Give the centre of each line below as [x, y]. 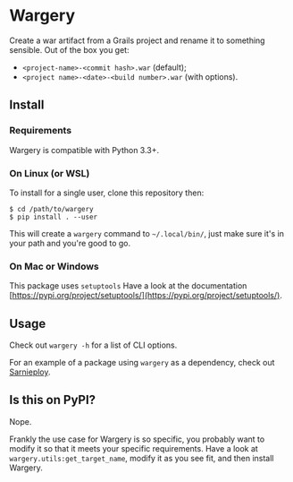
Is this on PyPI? [53, 400]
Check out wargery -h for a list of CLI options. [93, 345]
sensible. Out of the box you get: [69, 49]
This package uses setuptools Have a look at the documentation [128, 286]
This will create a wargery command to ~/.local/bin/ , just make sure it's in [146, 233]
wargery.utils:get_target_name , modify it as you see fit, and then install [142, 458]
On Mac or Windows [54, 266]
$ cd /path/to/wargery [51, 209]
